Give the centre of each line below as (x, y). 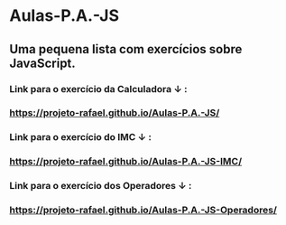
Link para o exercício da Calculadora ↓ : (98, 89)
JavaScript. (43, 63)
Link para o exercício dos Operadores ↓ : (101, 186)
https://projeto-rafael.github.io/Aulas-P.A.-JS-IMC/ (126, 162)
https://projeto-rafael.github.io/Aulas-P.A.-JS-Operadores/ (143, 211)
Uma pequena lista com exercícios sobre (126, 49)
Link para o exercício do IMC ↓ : (80, 137)
